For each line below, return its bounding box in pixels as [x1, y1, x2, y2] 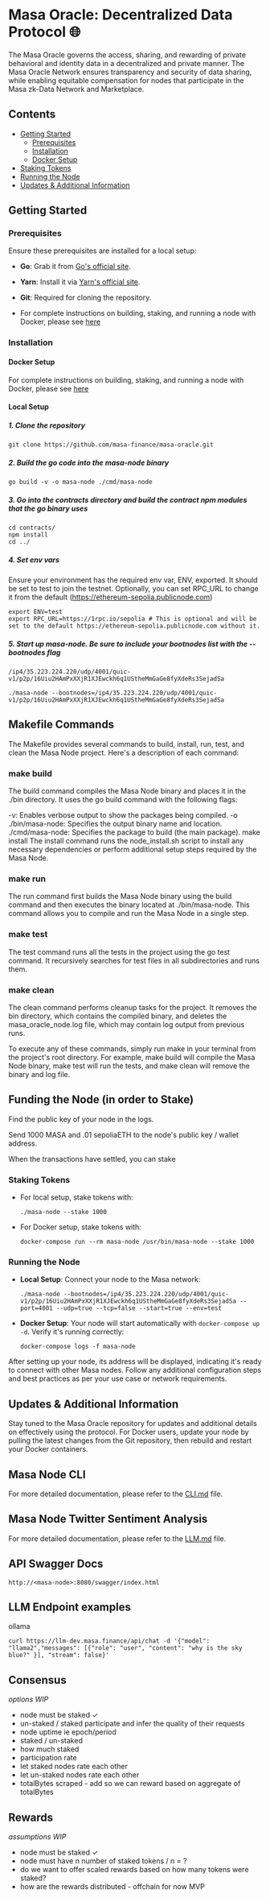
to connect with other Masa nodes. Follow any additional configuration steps [8, 1365, 262, 1375]
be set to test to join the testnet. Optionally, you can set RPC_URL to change [8, 584, 259, 594]
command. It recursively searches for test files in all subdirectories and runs [8, 955, 260, 965]
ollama [8, 1622, 31, 1631]
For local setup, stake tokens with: [19, 1192, 134, 1202]
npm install [8, 531, 48, 539]
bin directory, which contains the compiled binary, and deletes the [8, 1011, 227, 1021]
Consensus [8, 1673, 67, 1687]
